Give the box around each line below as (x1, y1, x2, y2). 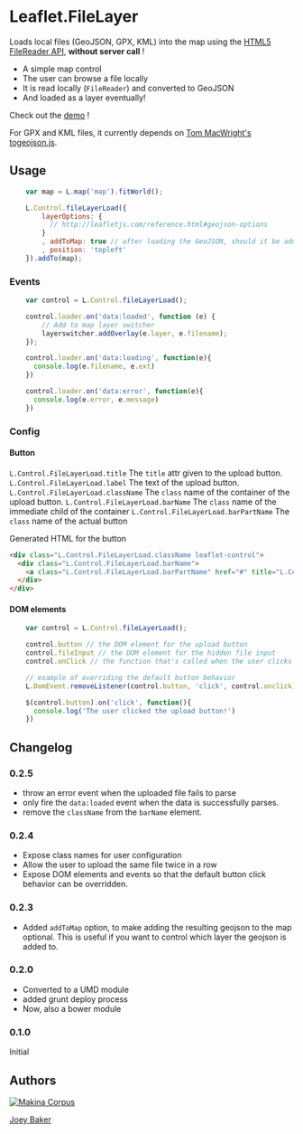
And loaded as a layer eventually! (22, 92, 146, 103)
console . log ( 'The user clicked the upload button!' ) (32, 706, 236, 715)
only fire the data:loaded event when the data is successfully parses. (22, 797, 280, 808)
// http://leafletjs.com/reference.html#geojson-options (49, 220, 269, 230)
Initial (9, 1046, 30, 1057)
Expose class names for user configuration (22, 850, 182, 861)
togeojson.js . (9, 137, 58, 147)
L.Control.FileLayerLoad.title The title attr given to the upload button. (9, 468, 283, 478)
